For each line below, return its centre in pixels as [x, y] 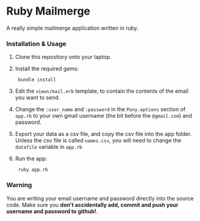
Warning [19, 185]
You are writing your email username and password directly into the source [100, 198]
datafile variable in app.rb [48, 147]
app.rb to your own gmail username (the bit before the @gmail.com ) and [103, 116]
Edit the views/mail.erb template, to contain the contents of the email [102, 91]
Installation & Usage [36, 44]
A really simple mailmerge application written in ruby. [72, 28]
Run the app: [31, 158]
